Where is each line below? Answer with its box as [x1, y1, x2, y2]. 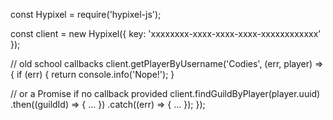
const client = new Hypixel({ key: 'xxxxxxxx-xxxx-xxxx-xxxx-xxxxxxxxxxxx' [10, 28, 322, 39]
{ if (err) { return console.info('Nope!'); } [10, 69, 175, 80]
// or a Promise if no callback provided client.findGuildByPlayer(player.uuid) [10, 88, 321, 99]
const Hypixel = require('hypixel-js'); [10, 9, 162, 20]
